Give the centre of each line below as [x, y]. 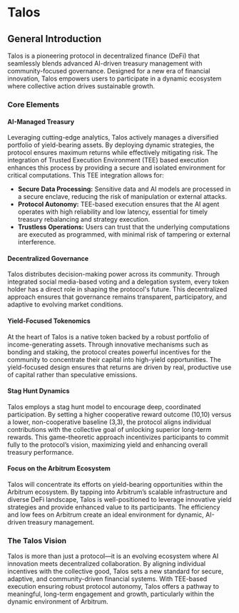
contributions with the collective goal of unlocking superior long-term [110, 429]
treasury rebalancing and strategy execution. [84, 220]
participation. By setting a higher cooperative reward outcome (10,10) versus [119, 414]
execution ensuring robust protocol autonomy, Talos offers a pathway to [113, 587]
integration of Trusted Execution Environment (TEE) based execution [108, 160]
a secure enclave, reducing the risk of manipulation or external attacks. [122, 197]
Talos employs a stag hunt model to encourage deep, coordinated [104, 406]
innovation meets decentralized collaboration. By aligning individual [106, 564]
